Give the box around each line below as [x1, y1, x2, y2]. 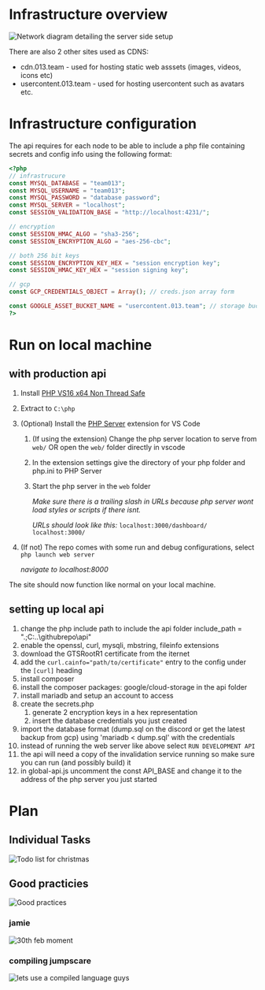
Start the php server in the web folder [31, 481, 151, 490]
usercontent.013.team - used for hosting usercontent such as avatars [20, 79, 245, 88]
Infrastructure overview [9, 6, 168, 24]
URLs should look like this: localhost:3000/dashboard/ [31, 520, 208, 530]
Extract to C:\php [20, 404, 75, 413]
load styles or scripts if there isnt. [31, 504, 141, 514]
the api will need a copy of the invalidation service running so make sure [20, 749, 255, 758]
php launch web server [20, 550, 95, 559]
